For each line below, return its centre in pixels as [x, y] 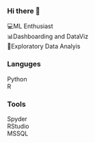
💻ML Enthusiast [30, 26]
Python [17, 79]
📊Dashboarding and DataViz [48, 36]
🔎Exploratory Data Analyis [44, 47]
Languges [24, 64]
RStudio [18, 126]
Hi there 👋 [24, 11]
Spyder [17, 118]
